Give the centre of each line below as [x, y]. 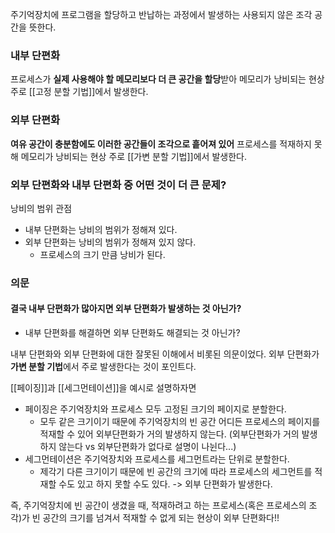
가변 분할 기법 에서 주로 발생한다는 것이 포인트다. [103, 367]
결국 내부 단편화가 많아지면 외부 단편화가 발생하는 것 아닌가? [126, 309]
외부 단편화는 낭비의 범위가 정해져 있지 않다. [110, 242]
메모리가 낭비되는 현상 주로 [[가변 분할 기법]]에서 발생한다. [133, 156]
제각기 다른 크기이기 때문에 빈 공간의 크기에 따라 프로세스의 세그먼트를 [176, 472]
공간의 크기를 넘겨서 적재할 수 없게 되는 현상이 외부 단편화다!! [161, 518]
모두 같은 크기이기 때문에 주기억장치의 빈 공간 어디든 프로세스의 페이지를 [180, 422]
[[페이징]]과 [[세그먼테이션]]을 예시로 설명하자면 [103, 388]
